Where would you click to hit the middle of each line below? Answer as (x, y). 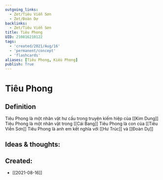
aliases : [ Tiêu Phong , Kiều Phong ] (41, 60)
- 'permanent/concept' (33, 51)
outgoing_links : (22, 10)
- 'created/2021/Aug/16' (35, 46)
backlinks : (16, 23)
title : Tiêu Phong (24, 32)
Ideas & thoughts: (33, 144)
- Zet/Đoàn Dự (24, 19)
